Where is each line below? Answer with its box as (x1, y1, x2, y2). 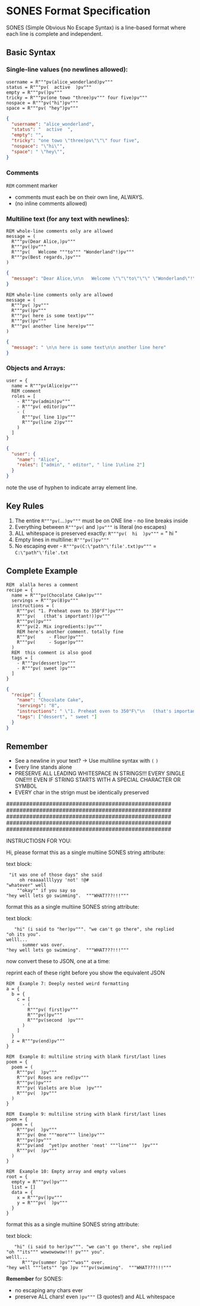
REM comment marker (6, 182, 58, 189)
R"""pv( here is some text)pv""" (11, 312, 95, 318)
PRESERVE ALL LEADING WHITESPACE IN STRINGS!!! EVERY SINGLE (14, 770, 186, 777)
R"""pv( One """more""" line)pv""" (17, 1132, 105, 1138)
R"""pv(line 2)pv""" (21, 419, 73, 425)
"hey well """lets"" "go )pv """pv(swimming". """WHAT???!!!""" (6, 1265, 171, 1271)
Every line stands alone (14, 763, 73, 770)
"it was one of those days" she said (8, 872, 102, 878)
